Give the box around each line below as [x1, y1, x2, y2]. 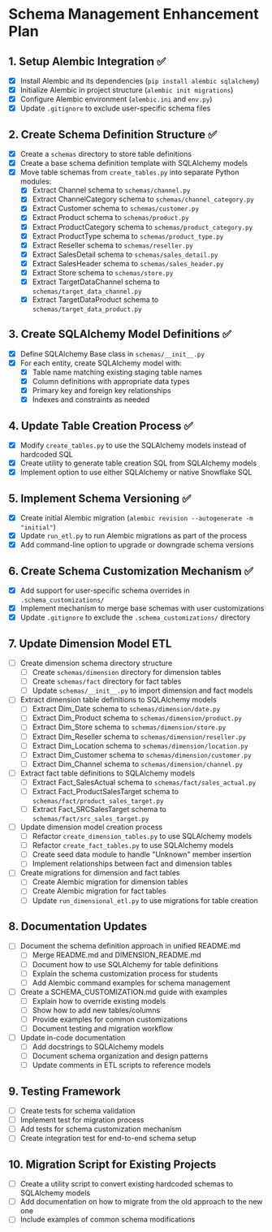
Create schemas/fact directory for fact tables [32, 677, 182, 686]
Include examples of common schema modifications [19, 1215, 196, 1225]
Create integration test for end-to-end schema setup [19, 1134, 196, 1143]
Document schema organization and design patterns [32, 1051, 209, 1061]
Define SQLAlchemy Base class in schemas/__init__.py [19, 348, 205, 358]
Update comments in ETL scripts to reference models [32, 1061, 211, 1070]
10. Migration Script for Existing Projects [8, 1157, 217, 1171]
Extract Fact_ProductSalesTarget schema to [32, 786, 179, 796]
